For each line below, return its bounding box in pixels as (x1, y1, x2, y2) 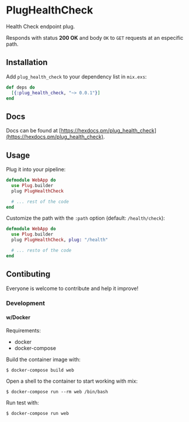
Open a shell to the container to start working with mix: (6, 377, 138, 384)
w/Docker (6, 314, 31, 321)
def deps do (6, 84, 35, 90)
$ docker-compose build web (6, 367, 75, 373)
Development (6, 300, 45, 308)
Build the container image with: (6, 356, 80, 363)
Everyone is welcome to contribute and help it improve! (6, 285, 139, 292)
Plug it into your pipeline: (6, 166, 66, 173)
